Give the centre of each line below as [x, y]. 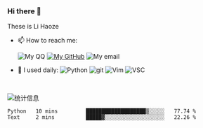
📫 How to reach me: [47, 41]
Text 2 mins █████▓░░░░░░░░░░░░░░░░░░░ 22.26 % [102, 118]
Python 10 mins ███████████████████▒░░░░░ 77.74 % [102, 111]
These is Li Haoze [33, 27]
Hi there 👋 [25, 11]
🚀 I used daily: [38, 70]
